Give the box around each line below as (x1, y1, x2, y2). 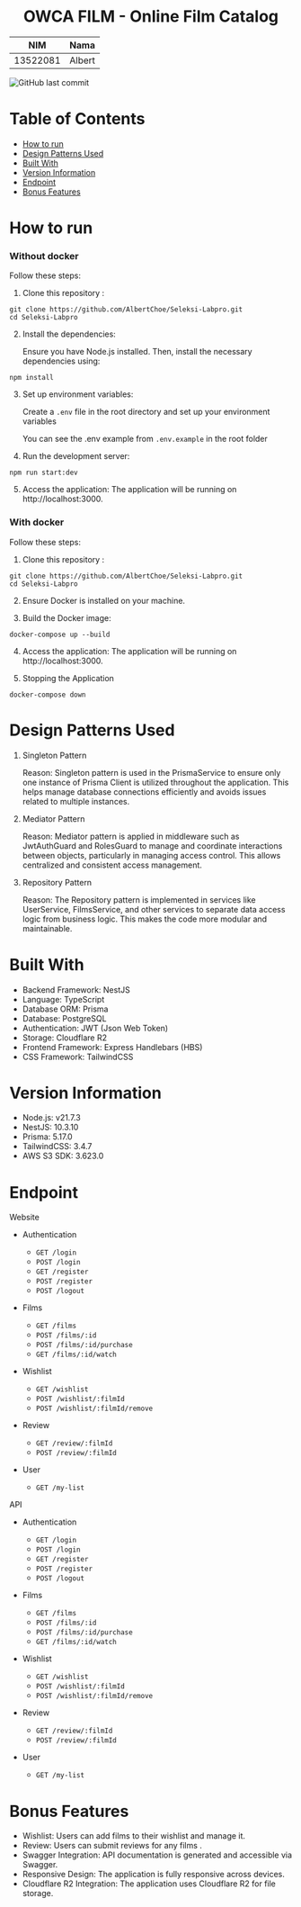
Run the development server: (22, 451, 130, 462)
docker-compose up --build (9, 630, 111, 639)
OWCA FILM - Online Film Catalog (22, 6, 279, 27)
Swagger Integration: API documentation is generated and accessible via (22, 1849, 293, 1860)
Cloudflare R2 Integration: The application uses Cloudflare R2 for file (22, 1878, 277, 1889)
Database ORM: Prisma (22, 1003, 109, 1014)
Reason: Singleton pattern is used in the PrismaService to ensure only (22, 767, 281, 778)
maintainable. (22, 922, 73, 933)
